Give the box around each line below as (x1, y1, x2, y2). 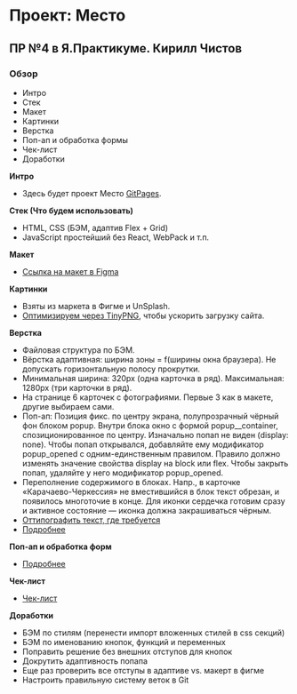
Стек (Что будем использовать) (9, 205, 133, 216)
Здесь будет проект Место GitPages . (21, 187, 162, 198)
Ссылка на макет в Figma (21, 266, 119, 276)
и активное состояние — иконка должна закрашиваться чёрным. (21, 505, 272, 515)
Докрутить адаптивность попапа (21, 655, 148, 666)
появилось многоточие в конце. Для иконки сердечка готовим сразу (21, 495, 286, 507)
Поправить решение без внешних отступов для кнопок (21, 646, 233, 657)
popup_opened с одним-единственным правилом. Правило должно (21, 448, 281, 459)
